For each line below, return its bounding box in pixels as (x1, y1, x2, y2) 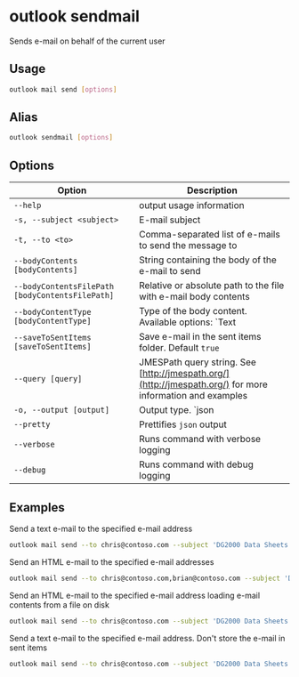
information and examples (139, 390, 248, 402)
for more (231, 378, 269, 391)
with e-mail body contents (139, 291, 251, 303)
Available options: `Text (139, 316, 237, 328)
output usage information (139, 199, 245, 212)
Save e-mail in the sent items (139, 331, 262, 343)
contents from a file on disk (9, 599, 109, 610)
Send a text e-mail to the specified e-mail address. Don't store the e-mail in (9, 633, 286, 643)
